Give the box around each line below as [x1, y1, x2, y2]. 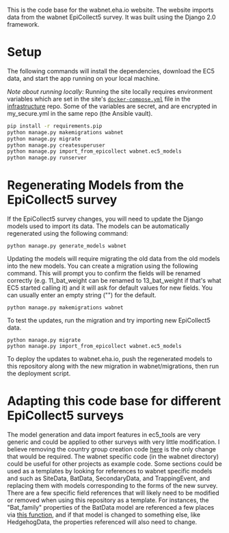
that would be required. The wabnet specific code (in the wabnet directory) [7, 452, 219, 461]
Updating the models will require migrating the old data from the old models [7, 255, 220, 263]
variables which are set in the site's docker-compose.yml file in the [7, 95, 191, 103]
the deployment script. [7, 369, 71, 377]
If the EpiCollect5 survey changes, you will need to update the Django [7, 215, 204, 223]
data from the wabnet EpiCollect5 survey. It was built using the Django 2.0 [7, 13, 217, 21]
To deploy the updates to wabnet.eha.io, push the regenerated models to [7, 355, 213, 363]
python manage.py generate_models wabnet [7, 243, 127, 249]
